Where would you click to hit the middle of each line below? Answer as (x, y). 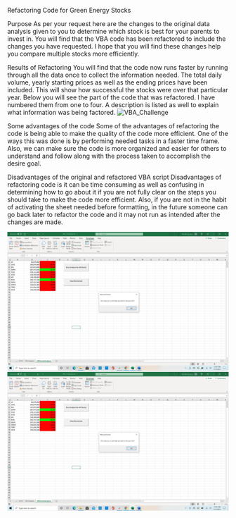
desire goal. (25, 164)
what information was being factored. (61, 112)
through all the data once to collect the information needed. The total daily (115, 75)
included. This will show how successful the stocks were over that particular (118, 90)
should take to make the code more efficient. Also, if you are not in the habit (117, 199)
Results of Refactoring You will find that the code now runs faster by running (118, 67)
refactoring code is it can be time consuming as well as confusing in (106, 185)
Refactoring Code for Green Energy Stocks (69, 10)
